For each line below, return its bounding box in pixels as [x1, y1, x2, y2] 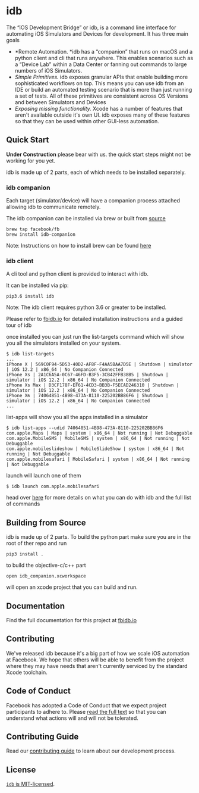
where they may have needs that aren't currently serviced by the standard [6, 662, 188, 669]
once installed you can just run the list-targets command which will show [6, 333, 185, 341]
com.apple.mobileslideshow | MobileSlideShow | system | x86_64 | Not [6, 446, 185, 452]
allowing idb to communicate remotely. [6, 204, 101, 211]
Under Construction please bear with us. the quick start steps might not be [6, 151, 191, 158]
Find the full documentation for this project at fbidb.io [6, 616, 137, 623]
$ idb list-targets [6, 351, 55, 357]
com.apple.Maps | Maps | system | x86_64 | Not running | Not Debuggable [6, 430, 193, 436]
